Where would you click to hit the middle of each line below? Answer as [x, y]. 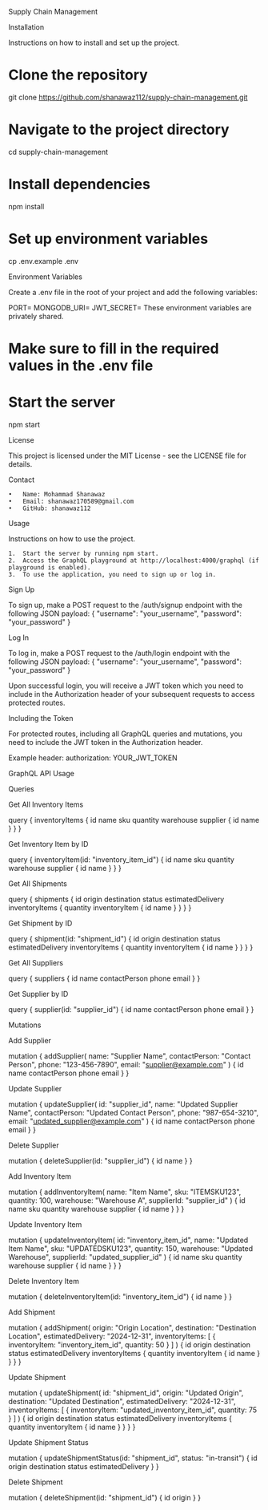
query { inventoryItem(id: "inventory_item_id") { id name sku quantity [121, 859]
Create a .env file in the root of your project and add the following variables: [133, 292]
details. [20, 464]
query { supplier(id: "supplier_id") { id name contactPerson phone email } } [131, 1009]
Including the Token [41, 718]
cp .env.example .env [43, 261]
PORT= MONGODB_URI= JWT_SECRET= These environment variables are [130, 307]
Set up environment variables [108, 239]
